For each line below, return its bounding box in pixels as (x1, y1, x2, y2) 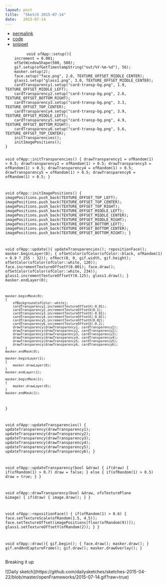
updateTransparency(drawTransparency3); (5, 436, 91, 441)
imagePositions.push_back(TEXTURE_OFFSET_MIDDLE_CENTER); (5, 213, 129, 218)
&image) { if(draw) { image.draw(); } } (5, 495, 91, 500)
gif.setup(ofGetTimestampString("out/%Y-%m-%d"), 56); (14, 65, 131, 70)
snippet (12, 41, 29, 47)
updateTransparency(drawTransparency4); (5, 440, 91, 445)
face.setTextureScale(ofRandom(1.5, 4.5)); (5, 515, 98, 521)
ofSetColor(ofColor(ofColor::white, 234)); (5, 269, 98, 274)
